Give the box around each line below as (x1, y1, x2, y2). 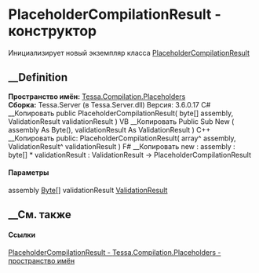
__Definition (8, 71, 68, 84)
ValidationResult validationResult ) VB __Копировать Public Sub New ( (8, 116, 235, 126)
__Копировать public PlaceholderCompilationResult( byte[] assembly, (8, 108, 234, 118)
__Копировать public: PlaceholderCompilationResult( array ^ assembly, (8, 133, 237, 143)
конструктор (8, 22, 97, 40)
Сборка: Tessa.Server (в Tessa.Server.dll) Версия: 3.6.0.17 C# (8, 100, 211, 109)
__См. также (8, 208, 72, 221)
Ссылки (8, 230, 36, 239)
